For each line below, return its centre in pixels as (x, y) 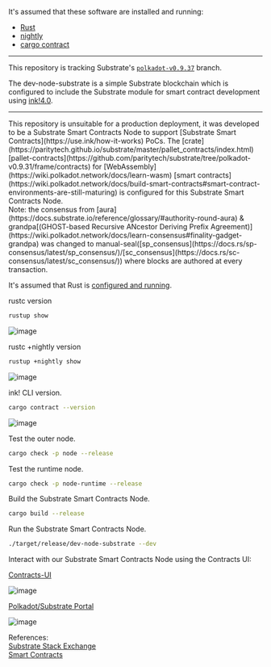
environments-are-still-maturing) (63, 192)
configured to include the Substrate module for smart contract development (134, 92)
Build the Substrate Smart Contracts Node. (79, 499)
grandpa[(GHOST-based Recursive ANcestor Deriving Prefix (109, 227)
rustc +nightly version (45, 346)
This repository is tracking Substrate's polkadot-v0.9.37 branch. (115, 67)
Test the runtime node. (46, 468)
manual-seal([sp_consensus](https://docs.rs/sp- (176, 244)
